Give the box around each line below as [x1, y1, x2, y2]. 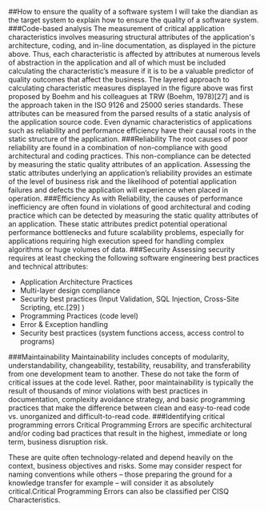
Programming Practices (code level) [19, 311, 138, 321]
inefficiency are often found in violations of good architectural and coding [8, 202, 250, 211]
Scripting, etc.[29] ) [19, 303, 86, 312]
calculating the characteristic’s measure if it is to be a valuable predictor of [8, 66, 254, 75]
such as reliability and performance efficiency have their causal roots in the [8, 126, 257, 135]
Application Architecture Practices [19, 277, 134, 286]
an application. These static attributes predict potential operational [8, 219, 228, 229]
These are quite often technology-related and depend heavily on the [8, 453, 234, 462]
